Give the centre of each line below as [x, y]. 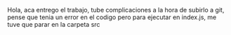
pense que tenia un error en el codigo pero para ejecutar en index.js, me [112, 17]
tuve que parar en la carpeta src [54, 24]
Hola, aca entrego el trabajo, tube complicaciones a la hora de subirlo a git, [116, 10]
